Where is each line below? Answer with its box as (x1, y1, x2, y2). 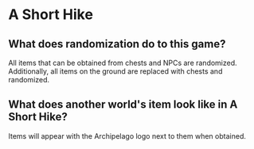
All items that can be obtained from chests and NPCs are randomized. (8, 58, 237, 67)
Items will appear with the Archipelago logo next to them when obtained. (8, 131, 247, 140)
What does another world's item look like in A (8, 97, 238, 112)
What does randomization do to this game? (8, 37, 226, 51)
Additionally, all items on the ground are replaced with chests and (8, 67, 223, 76)
